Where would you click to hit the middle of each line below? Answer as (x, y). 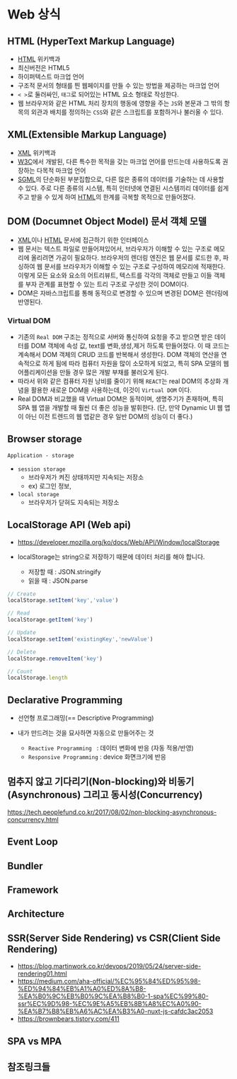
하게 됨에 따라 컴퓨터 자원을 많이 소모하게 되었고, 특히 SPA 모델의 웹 (135, 363)
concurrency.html (33, 819)
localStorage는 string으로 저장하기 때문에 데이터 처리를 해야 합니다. (111, 556)
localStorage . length (38, 678)
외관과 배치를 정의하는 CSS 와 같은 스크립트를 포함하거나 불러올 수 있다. (127, 112)
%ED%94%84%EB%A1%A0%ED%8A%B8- (82, 989)
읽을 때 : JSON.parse (58, 581)
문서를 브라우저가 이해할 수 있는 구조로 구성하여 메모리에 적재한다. (135, 266)
